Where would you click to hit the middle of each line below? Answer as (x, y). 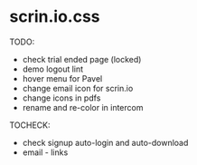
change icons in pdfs (61, 98)
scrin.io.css (55, 17)
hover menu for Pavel (62, 78)
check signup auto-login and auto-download (105, 142)
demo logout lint (53, 69)
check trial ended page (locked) (82, 59)
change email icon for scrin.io (78, 88)
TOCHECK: (30, 125)
